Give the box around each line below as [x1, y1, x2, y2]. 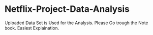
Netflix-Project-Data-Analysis [4, 3, 130, 15]
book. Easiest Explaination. [4, 25, 60, 31]
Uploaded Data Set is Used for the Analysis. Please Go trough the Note [4, 20, 149, 26]
